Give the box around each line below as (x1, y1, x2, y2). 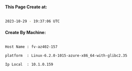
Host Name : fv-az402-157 (5, 44, 57, 50)
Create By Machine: (5, 29, 46, 35)
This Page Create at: (5, 4, 47, 10)
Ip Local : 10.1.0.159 (5, 62, 54, 67)
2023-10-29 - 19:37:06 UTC (5, 19, 60, 24)
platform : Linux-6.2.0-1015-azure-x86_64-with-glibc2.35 (5, 53, 128, 58)
